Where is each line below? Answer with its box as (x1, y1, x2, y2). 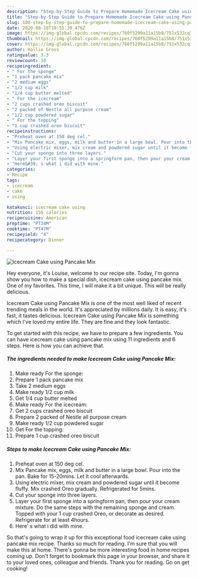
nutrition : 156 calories (6, 210, 67, 216)
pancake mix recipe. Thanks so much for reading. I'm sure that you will (6, 540, 178, 548)
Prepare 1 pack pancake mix (15, 376, 84, 384)
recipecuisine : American (6, 215, 67, 221)
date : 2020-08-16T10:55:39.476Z (6, 25, 85, 31)
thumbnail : (6, 36, 33, 42)
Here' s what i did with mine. (15, 522, 84, 530)
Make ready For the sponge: (15, 370, 84, 377)
